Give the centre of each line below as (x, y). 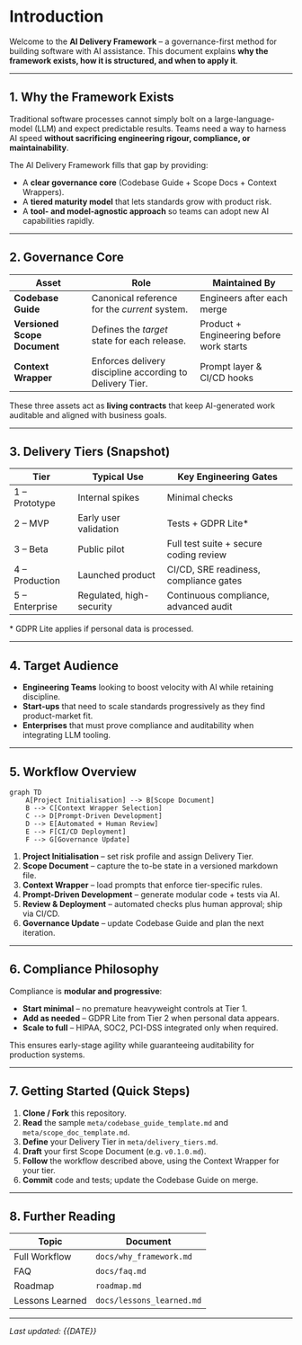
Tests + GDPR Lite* (208, 523)
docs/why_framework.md (144, 1257)
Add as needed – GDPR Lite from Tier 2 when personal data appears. (151, 1018)
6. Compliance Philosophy (84, 970)
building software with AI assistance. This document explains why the (139, 50)
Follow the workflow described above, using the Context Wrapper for (151, 1161)
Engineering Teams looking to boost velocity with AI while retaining (148, 687)
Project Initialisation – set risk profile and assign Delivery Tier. (138, 856)
